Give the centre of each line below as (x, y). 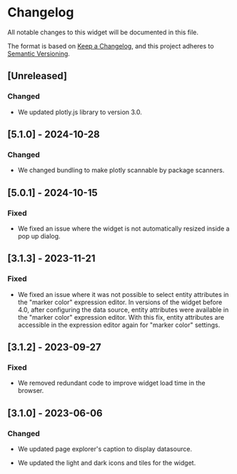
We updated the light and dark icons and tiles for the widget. (107, 463)
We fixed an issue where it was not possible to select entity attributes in (123, 294)
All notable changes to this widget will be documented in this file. (103, 32)
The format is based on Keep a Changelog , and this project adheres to (111, 46)
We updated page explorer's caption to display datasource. (105, 449)
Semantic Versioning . (39, 54)
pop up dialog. (39, 236)
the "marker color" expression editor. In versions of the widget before (120, 302)
